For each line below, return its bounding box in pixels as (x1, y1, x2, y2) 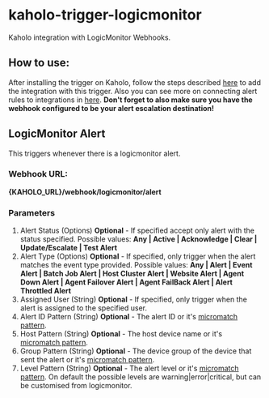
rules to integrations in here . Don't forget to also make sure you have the (8, 95, 253, 105)
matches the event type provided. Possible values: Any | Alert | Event (19, 260, 253, 270)
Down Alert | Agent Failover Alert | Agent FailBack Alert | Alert (19, 277, 233, 287)
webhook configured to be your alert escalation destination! (8, 103, 215, 113)
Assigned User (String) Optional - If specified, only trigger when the (19, 294, 248, 305)
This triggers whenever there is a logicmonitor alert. (8, 148, 181, 158)
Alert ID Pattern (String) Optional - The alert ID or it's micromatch (19, 312, 238, 322)
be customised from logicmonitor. (19, 381, 132, 391)
